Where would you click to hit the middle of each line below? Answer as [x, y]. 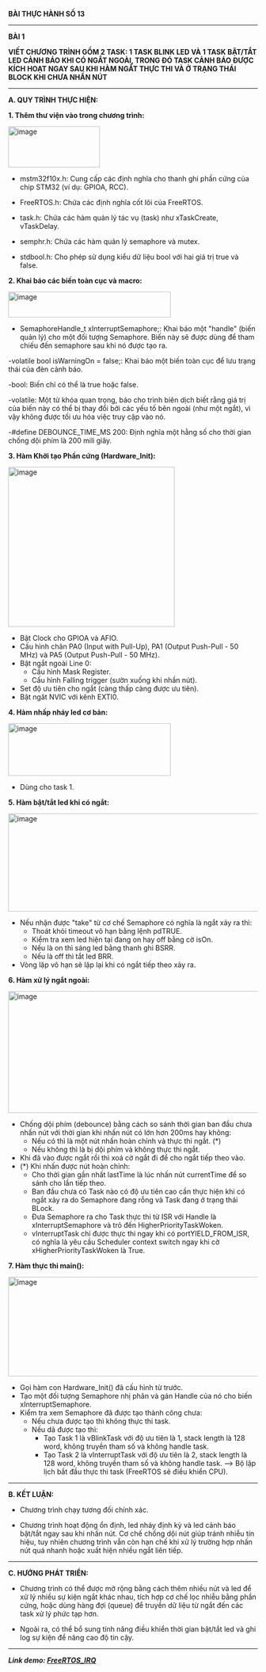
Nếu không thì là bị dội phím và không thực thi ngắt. [116, 1149]
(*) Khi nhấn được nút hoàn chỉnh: [75, 1166]
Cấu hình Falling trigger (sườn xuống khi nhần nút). [114, 680]
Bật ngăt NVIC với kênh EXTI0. [69, 697]
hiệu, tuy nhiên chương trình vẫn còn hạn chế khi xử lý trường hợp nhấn [136, 1542]
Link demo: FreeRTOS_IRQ [52, 1660]
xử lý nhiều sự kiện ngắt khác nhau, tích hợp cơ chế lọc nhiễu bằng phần [138, 1597]
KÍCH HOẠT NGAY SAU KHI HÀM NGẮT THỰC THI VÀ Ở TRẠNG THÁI [122, 69]
